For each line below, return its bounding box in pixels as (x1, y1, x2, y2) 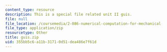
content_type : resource (5, 7, 55, 12)
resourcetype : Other (5, 30, 48, 35)
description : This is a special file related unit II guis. (5, 12, 133, 17)
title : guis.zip (5, 35, 39, 40)
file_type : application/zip (5, 26, 64, 31)
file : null (5, 16, 28, 21)
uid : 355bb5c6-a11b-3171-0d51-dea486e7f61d (5, 40, 97, 45)
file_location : (5, 21, 37, 26)
